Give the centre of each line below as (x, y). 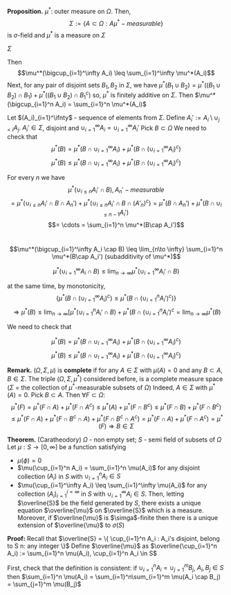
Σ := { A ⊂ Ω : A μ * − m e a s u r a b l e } (116, 22)
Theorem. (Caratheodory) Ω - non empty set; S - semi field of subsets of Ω (114, 439)
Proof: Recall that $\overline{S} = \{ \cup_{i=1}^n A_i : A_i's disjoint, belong (113, 538)
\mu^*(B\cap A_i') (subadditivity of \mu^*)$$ (116, 256)
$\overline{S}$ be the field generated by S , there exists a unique (109, 503)
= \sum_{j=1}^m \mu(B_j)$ (44, 584)
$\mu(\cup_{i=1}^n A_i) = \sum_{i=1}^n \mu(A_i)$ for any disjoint (109, 467)
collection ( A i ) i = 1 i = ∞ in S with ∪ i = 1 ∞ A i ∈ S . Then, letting (101, 494)
